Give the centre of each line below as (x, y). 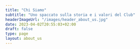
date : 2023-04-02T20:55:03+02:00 (41, 24)
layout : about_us (24, 39)
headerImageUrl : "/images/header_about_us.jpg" (57, 19)
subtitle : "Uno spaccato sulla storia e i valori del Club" (71, 15)
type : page (17, 34)
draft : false (19, 29)
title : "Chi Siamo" (26, 10)
